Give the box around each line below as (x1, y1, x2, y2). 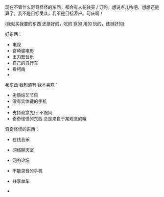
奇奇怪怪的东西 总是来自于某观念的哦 (12, 116, 87, 122)
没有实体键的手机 (12, 98, 47, 104)
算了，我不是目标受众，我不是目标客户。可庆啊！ (5, 10, 104, 16)
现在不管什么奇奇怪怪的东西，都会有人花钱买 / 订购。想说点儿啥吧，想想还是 (5, 4, 159, 10)
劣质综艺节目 (12, 92, 38, 98)
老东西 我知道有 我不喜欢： (5, 82, 59, 87)
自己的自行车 (12, 60, 38, 66)
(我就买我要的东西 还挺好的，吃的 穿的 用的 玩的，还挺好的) (5, 21, 125, 26)
